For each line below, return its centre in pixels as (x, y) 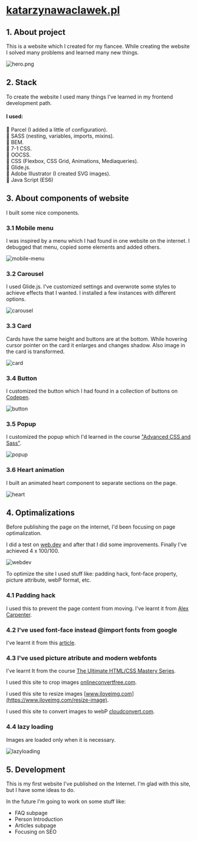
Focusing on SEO (36, 832)
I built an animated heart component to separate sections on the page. (92, 483)
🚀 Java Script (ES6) (30, 180)
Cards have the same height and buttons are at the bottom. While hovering (97, 339)
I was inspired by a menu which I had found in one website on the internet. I (98, 241)
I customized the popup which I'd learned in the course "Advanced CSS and (98, 437)
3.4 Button (22, 378)
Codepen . (18, 397)
